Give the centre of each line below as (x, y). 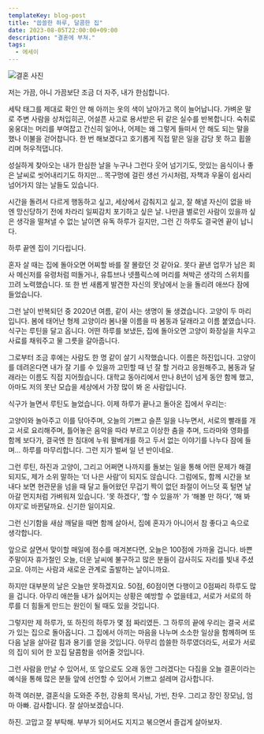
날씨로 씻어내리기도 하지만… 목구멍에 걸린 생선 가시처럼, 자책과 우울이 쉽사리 (134, 175)
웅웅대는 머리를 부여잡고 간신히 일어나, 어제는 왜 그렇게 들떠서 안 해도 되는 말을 (129, 129)
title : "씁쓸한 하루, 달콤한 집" (56, 23)
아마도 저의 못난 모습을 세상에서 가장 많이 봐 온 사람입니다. (97, 387)
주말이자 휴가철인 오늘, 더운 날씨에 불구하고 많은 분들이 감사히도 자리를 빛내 (124, 559)
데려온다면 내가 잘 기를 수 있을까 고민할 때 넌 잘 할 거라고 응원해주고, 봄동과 (132, 367)
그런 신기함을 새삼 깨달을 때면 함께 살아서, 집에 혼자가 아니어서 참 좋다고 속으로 (129, 523)
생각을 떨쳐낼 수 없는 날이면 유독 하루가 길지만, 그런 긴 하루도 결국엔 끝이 (127, 221)
